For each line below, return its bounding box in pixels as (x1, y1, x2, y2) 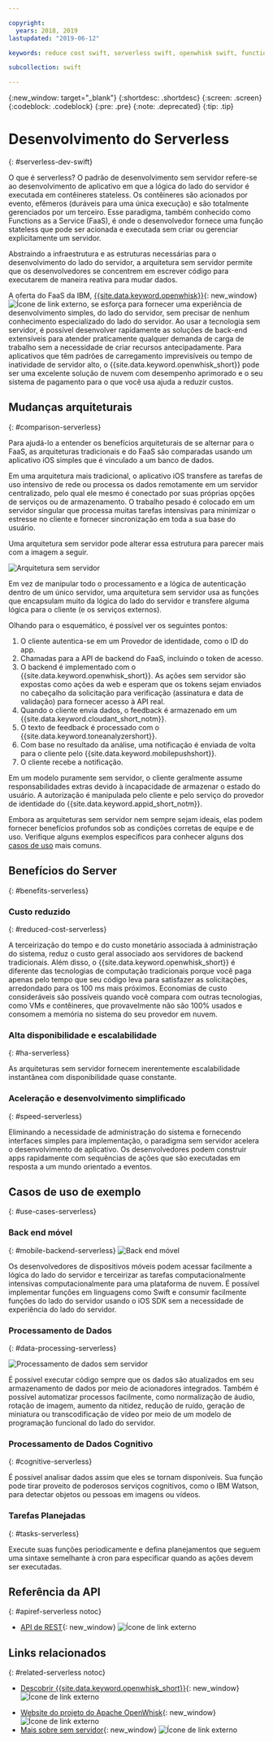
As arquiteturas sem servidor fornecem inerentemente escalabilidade (8, 1064, 240, 1074)
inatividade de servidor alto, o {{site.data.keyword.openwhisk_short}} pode (8, 359, 260, 370)
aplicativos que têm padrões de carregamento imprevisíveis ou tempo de (8, 351, 253, 361)
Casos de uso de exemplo (8, 1185, 141, 1199)
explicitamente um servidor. (8, 233, 102, 243)
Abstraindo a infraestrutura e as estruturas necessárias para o (8, 249, 217, 259)
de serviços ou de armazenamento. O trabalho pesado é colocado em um (8, 497, 255, 507)
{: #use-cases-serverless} (8, 1207, 97, 1217)
